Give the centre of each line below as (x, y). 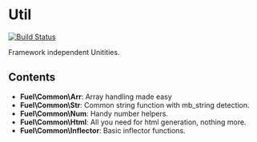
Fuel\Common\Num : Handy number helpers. (94, 113)
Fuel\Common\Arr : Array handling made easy (96, 97)
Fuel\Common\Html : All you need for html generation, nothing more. (133, 122)
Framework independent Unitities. (64, 52)
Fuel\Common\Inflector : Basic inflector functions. (102, 130)
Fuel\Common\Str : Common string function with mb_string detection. (135, 105)
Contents (32, 77)
